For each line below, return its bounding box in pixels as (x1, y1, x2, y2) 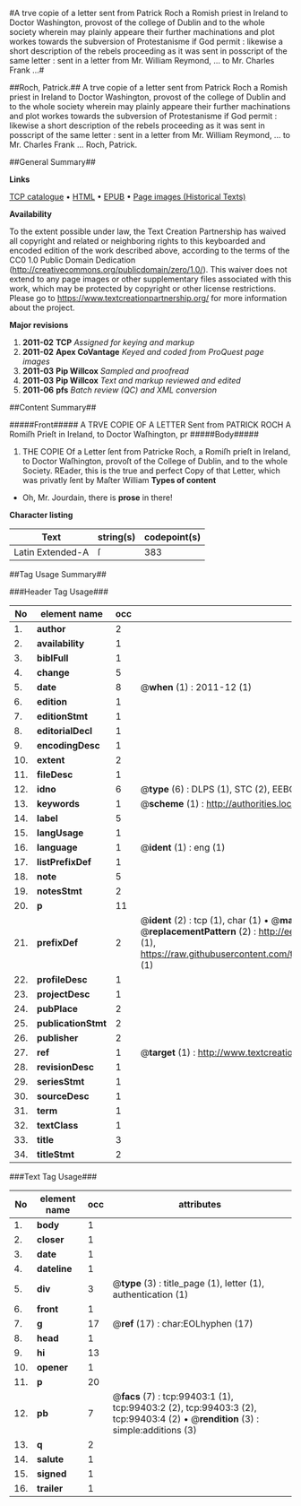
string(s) (97, 531, 136, 543)
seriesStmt (37, 1076, 85, 1087)
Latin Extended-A (13, 546, 90, 558)
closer (37, 1233, 64, 1245)
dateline (37, 1263, 73, 1275)
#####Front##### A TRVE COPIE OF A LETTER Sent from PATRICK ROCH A (9, 420, 291, 429)
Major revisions (9, 320, 69, 330)
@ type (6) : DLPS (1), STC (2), (140, 783, 271, 795)
